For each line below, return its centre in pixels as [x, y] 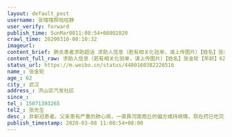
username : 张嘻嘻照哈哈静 [41, 20]
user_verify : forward [38, 26]
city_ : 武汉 [23, 84]
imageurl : [21, 46]
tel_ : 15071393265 [33, 104]
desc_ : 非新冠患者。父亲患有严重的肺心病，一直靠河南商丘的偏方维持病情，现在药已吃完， [118, 116]
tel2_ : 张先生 [26, 110]
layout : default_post [38, 13]
